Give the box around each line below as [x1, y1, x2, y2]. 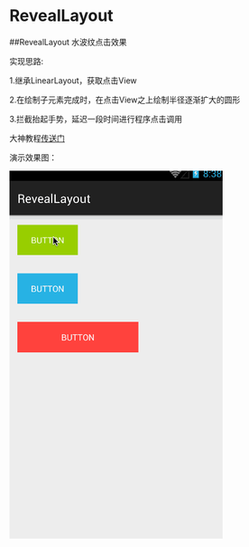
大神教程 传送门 [9, 132, 65, 143]
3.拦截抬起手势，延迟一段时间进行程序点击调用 [9, 113, 183, 124]
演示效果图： [9, 151, 57, 163]
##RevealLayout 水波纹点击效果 [9, 36, 127, 47]
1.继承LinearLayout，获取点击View [9, 74, 137, 86]
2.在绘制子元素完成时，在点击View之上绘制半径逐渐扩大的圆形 [9, 94, 241, 105]
